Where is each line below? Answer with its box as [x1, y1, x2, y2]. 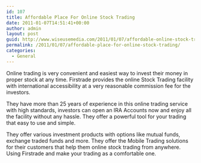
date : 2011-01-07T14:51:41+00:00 [6, 20, 90, 26]
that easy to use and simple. [6, 119, 76, 126]
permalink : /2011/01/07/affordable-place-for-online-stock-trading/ [6, 42, 181, 48]
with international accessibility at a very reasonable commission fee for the [6, 82, 191, 90]
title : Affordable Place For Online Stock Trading [6, 14, 135, 20]
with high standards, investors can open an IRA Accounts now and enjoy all [6, 106, 191, 113]
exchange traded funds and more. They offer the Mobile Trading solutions [6, 137, 188, 144]
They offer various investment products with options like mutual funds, [6, 131, 181, 138]
